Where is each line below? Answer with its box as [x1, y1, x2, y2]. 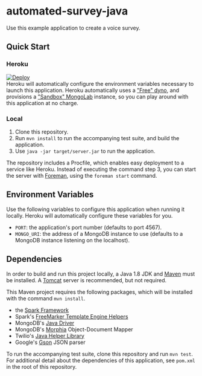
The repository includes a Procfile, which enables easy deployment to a [6, 159, 185, 166]
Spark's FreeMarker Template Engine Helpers [14, 313, 128, 320]
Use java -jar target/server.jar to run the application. [14, 147, 156, 155]
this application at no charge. [6, 99, 78, 106]
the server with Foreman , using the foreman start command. [6, 172, 157, 179]
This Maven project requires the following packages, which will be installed [6, 288, 193, 296]
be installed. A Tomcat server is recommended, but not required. [6, 276, 167, 284]
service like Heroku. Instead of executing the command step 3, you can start [6, 165, 196, 173]
